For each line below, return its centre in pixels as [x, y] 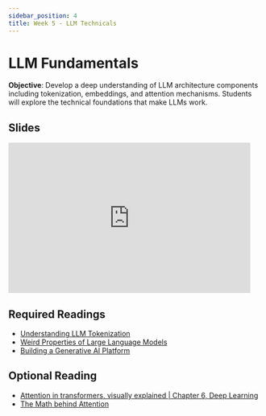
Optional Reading [53, 376]
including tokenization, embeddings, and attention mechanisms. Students [130, 94]
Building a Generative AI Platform [75, 351]
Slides [24, 128]
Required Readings [57, 314]
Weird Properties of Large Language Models [94, 342]
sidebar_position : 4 [43, 16]
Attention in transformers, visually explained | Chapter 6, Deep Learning [139, 395]
